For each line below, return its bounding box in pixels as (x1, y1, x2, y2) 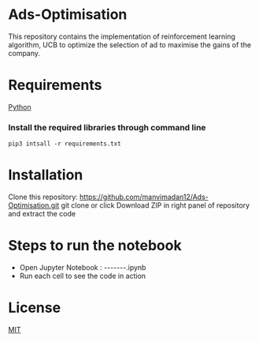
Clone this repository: (8, 192, 79, 202)
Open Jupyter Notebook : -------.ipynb (19, 263, 146, 272)
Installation (8, 166, 83, 184)
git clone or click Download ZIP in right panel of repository (61, 201, 250, 210)
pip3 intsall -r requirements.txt (8, 140, 122, 148)
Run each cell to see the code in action (19, 271, 146, 281)
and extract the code (8, 209, 76, 219)
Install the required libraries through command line (8, 122, 206, 133)
